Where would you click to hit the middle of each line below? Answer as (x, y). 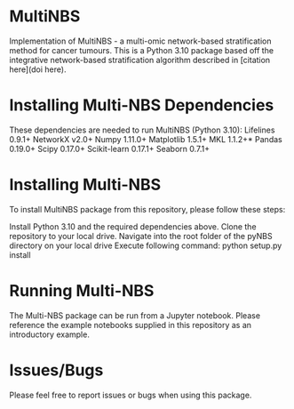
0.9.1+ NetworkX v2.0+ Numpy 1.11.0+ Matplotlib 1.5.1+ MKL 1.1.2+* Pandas (146, 139)
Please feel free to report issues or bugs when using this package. (131, 395)
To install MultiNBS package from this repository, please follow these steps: (147, 209)
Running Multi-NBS (82, 291)
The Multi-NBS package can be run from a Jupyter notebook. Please (135, 315)
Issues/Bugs (56, 370)
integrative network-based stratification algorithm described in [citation (140, 60)
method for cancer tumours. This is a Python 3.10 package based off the (141, 50)
